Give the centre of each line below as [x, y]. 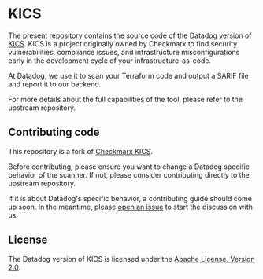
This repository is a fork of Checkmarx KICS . [81, 151]
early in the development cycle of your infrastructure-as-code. [109, 61]
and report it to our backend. [55, 84]
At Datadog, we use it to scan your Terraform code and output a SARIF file [129, 75]
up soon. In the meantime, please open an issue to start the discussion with [131, 207]
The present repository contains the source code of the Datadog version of [130, 35]
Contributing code [54, 132]
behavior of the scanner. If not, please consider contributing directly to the [129, 174]
